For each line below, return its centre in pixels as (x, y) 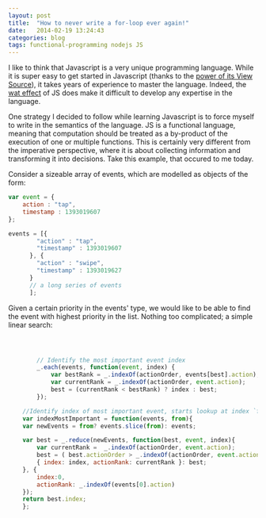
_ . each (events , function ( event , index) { (106, 367)
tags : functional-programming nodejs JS (76, 45)
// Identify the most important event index (111, 360)
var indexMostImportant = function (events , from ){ (108, 418)
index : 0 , (51, 477)
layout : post (30, 15)
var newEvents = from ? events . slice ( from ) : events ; (109, 426)
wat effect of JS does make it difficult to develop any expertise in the (120, 93)
